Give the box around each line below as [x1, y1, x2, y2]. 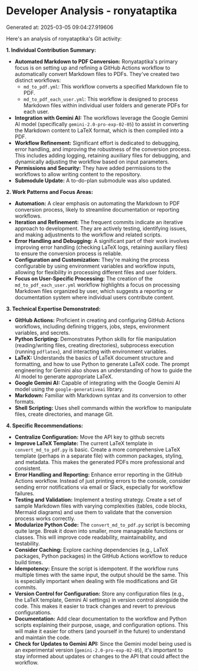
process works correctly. [14, 515, 75, 522]
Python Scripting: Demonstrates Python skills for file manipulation [14, 335, 177, 343]
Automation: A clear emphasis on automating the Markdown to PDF [14, 199, 180, 207]
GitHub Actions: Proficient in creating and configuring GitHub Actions [14, 317, 185, 324]
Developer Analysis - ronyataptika [6, 4, 177, 18]
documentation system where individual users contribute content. [14, 294, 175, 301]
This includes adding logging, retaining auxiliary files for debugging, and [14, 152, 190, 159]
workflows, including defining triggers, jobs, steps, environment [14, 323, 170, 330]
